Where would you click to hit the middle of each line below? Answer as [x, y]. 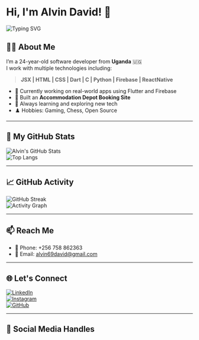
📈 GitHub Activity [40, 182]
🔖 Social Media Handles [50, 329]
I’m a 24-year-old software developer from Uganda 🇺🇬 [74, 61]
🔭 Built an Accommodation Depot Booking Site [73, 97]
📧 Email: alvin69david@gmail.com [56, 254]
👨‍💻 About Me [31, 47]
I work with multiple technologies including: [59, 68]
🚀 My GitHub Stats [41, 137]
